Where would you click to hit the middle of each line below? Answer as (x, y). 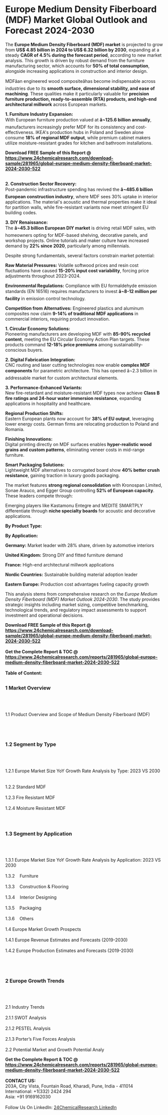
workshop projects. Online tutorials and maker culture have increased (77, 240)
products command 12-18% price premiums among (59, 344)
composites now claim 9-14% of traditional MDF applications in (72, 313)
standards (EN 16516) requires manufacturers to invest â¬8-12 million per (81, 291)
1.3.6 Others (20, 919)
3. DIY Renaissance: (27, 222)
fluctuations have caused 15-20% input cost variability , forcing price (77, 270)
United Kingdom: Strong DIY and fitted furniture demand (64, 555)
